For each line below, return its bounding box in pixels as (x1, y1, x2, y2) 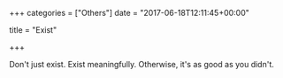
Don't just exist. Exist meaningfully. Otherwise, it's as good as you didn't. (9, 59, 274, 69)
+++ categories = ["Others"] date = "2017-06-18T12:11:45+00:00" (9, 8, 250, 18)
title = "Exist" (9, 25, 57, 35)
